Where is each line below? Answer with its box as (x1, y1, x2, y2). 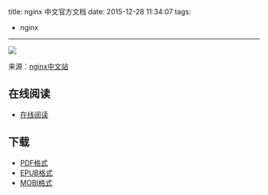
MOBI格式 (19, 177, 53, 187)
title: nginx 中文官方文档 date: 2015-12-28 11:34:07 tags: (8, 7, 191, 16)
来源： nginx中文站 (8, 62, 69, 71)
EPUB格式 (19, 168, 53, 177)
